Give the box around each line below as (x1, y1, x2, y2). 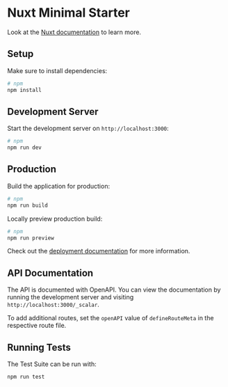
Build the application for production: (7, 182, 110, 190)
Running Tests (7, 341, 71, 353)
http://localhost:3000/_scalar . (7, 301, 99, 309)
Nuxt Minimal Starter (7, 5, 131, 21)
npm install (7, 86, 42, 93)
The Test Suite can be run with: (7, 360, 97, 368)
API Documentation (7, 267, 94, 279)
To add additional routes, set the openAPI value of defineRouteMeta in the (7, 314, 214, 322)
